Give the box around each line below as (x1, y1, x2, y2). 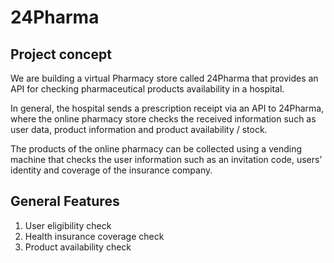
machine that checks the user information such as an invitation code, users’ (10, 154, 323, 165)
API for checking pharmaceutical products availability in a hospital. (10, 83, 285, 95)
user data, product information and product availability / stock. (10, 124, 268, 135)
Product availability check (24, 241, 132, 253)
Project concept (10, 46, 112, 63)
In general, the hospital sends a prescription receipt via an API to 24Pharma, (10, 102, 325, 114)
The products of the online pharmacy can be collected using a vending (10, 143, 303, 155)
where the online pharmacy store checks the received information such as (10, 113, 317, 125)
